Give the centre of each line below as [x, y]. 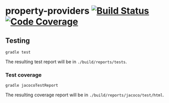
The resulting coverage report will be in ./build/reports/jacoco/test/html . [85, 95]
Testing [18, 41]
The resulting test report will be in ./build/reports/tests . [66, 62]
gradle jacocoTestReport [32, 86]
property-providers [47, 11]
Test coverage [24, 75]
